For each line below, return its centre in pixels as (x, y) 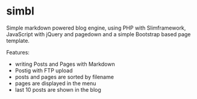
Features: (18, 52)
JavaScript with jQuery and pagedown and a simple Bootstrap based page (98, 34)
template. (18, 40)
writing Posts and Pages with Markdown (65, 64)
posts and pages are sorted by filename (64, 77)
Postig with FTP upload (44, 70)
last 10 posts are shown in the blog (58, 89)
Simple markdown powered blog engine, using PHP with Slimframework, (96, 28)
